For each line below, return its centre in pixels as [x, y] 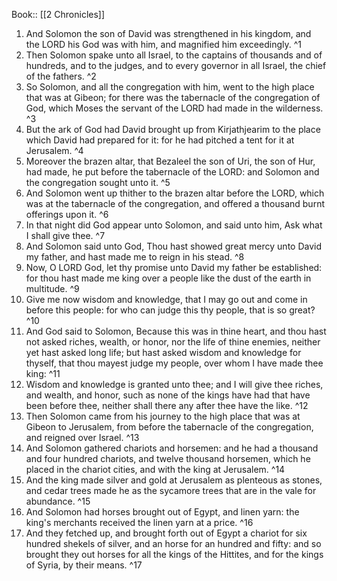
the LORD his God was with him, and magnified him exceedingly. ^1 [163, 44]
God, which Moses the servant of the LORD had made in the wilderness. [174, 108]
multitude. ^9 [52, 288]
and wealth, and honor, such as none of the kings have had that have [168, 395]
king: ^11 [43, 373]
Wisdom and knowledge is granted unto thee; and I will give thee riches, [174, 384]
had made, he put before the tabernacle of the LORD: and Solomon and [172, 172]
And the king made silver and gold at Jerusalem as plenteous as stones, [174, 480]
